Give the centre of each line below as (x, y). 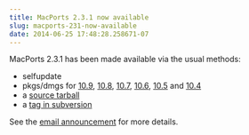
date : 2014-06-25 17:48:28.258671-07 (79, 34)
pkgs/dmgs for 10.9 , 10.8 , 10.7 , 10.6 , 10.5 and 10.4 (112, 86)
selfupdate (42, 76)
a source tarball (51, 95)
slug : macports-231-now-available (73, 26)
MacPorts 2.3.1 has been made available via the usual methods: (125, 60)
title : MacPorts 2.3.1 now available (79, 17)
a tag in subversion (57, 105)
